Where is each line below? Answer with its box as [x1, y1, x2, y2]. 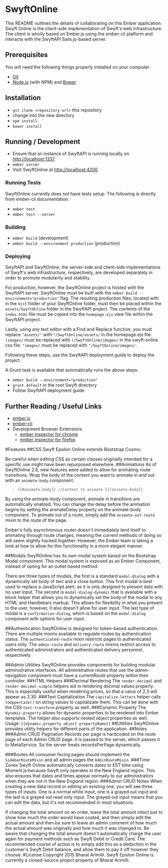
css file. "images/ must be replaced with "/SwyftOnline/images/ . [5, 342, 137, 348]
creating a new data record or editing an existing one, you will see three [5, 784, 153, 790]
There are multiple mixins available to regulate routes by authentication [5, 631, 151, 637]
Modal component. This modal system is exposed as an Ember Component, [5, 558, 161, 564]
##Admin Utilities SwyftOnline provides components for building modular [5, 662, 156, 668]
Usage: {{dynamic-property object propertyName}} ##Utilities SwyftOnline [5, 720, 159, 727]
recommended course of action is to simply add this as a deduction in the [5, 841, 156, 847]
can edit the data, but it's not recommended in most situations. [5, 799, 134, 806]
